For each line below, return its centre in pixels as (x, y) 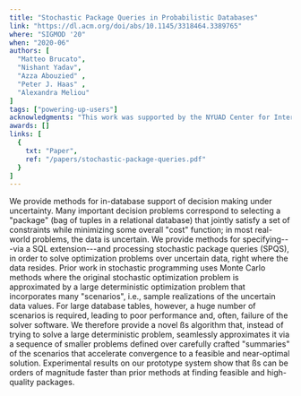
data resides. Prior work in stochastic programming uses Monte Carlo (138, 268)
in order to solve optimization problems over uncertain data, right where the (149, 258)
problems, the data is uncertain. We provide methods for (136, 239)
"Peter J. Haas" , (52, 84)
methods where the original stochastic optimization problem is (124, 278)
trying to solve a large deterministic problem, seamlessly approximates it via (150, 335)
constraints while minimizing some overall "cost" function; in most (131, 230)
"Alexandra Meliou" (54, 92)
